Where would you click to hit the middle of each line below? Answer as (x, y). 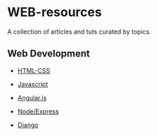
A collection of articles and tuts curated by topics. (79, 32)
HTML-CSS (34, 70)
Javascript (33, 84)
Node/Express (38, 111)
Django (28, 125)
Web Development (48, 54)
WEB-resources (54, 12)
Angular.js (32, 97)
